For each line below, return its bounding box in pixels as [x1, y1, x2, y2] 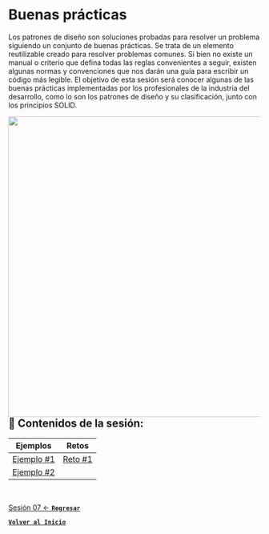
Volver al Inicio [8, 519, 66, 527]
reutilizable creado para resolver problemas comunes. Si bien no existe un [8, 49, 253, 59]
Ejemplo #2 [12, 467, 55, 478]
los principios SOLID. [8, 100, 78, 110]
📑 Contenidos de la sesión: [8, 416, 144, 430]
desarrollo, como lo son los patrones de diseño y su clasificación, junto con [8, 91, 258, 101]
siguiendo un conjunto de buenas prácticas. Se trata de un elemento [8, 40, 235, 50]
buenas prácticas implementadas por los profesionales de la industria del [8, 83, 250, 93]
